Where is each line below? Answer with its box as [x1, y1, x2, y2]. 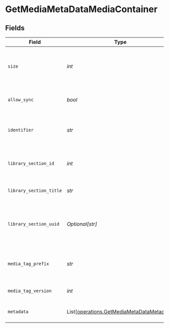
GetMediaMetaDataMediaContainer [5, 4, 158, 15]
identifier [8, 127, 34, 133]
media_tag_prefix [8, 261, 49, 266]
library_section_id [8, 160, 54, 166]
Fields [5, 24, 25, 32]
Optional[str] [66, 221, 98, 228]
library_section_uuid [8, 221, 59, 227]
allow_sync [8, 97, 34, 102]
